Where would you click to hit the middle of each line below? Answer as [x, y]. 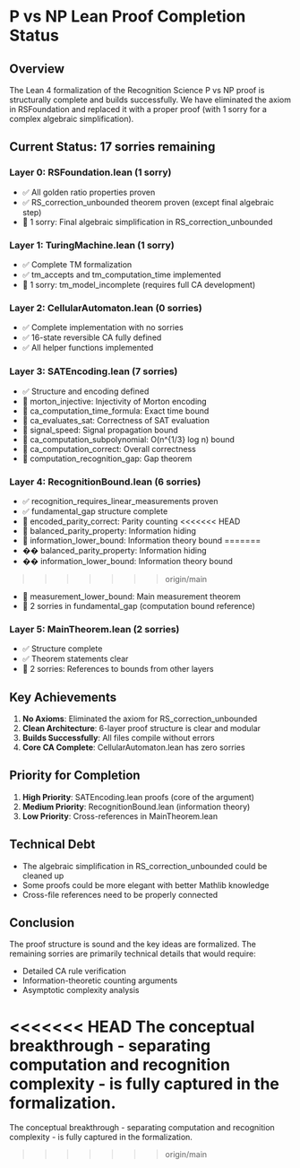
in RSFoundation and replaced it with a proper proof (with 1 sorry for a [138, 109]
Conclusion [42, 923]
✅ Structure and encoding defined [86, 391]
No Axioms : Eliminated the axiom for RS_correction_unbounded [140, 719]
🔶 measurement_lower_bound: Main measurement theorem [131, 596]
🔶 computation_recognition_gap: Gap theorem [107, 458]
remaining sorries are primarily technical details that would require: [133, 954]
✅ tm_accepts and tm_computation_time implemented [122, 275]
